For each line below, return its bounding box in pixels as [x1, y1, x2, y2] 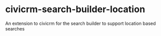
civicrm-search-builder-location [5, 4, 146, 15]
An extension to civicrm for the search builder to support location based [5, 20, 156, 26]
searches [5, 25, 25, 31]
